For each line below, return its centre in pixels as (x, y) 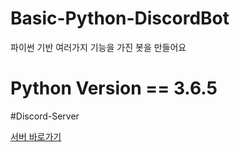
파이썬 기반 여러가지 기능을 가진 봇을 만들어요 (98, 47)
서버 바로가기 (36, 136)
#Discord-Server (45, 116)
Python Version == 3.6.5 (114, 88)
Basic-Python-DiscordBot (120, 18)
